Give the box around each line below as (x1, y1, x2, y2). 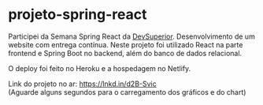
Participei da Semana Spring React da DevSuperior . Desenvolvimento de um (8, 32, 256, 41)
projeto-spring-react (8, 6, 147, 24)
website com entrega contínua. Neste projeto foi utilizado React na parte (8, 39, 243, 49)
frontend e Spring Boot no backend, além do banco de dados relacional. (8, 48, 243, 58)
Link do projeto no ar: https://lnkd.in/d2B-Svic (8, 79, 157, 88)
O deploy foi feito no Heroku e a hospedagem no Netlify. (8, 63, 191, 73)
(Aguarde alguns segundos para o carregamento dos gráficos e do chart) (8, 87, 246, 96)
